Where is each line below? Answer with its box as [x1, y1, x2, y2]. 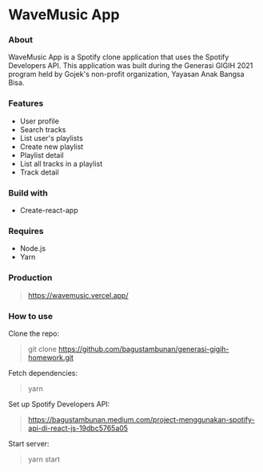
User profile [19, 116, 60, 126]
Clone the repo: [8, 329, 60, 338]
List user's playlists [19, 133, 84, 143]
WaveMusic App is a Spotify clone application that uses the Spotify [8, 52, 229, 62]
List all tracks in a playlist [19, 159, 103, 168]
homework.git [27, 353, 74, 362]
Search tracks [19, 124, 66, 134]
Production [8, 272, 53, 284]
